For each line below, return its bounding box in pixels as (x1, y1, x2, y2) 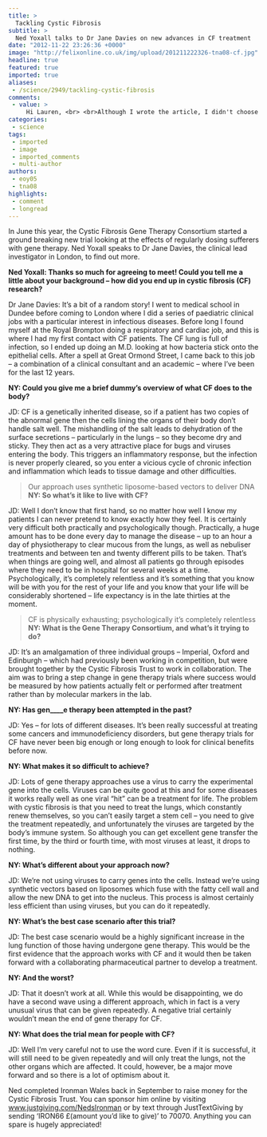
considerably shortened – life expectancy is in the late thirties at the (8, 591, 231, 600)
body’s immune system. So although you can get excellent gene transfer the (8, 828, 258, 838)
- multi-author (11, 160, 62, 168)
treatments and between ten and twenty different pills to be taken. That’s (8, 549, 247, 558)
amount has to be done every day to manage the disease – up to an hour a (8, 532, 253, 541)
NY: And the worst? (8, 973, 74, 983)
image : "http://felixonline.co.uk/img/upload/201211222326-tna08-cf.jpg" (8, 49, 259, 57)
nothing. (8, 845, 36, 854)
